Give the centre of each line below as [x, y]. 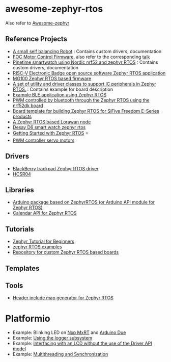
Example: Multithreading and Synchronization [60, 354]
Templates [22, 268]
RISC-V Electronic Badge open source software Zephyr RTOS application [89, 73]
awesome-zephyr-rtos [54, 9]
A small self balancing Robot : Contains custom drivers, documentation [87, 51]
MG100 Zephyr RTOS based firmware [52, 78]
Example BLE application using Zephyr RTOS [60, 94]
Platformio [28, 318]
